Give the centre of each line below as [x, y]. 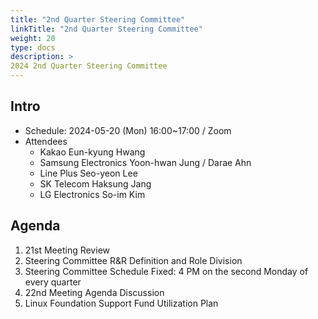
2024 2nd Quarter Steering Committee [89, 66]
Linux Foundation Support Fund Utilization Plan [121, 303]
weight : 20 [33, 38]
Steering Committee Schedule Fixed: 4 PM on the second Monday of [166, 271]
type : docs [33, 47]
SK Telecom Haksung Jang [95, 183]
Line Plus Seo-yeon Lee [88, 173]
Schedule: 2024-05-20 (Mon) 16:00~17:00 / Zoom [128, 130]
